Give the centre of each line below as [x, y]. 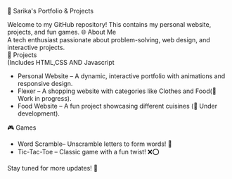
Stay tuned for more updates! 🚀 [53, 168]
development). [38, 113]
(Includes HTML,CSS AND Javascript [61, 62]
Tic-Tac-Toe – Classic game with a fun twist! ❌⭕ [88, 152]
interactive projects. [36, 47]
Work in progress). [44, 98]
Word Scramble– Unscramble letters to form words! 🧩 [95, 144]
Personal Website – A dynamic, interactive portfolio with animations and [121, 76]
